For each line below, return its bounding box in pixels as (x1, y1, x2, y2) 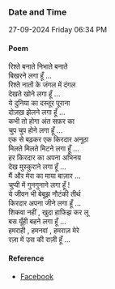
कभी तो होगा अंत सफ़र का (8, 116, 75, 125)
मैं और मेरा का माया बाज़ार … (8, 171, 81, 181)
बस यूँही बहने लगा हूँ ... (8, 216, 66, 226)
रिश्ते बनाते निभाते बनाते (8, 62, 68, 71)
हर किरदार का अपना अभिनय (8, 152, 82, 162)
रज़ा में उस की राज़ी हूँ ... (8, 234, 71, 244)
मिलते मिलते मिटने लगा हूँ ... (8, 143, 79, 153)
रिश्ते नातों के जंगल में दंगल (8, 79, 76, 89)
